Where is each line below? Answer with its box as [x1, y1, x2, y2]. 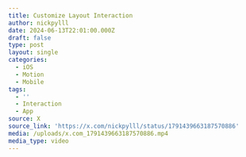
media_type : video [8, 136, 69, 145]
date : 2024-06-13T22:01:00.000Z [8, 26, 115, 34]
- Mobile [15, 78, 44, 86]
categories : [8, 56, 48, 64]
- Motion [15, 71, 44, 78]
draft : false [8, 33, 52, 42]
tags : [8, 85, 26, 94]
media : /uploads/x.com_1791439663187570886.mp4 [8, 129, 169, 137]
